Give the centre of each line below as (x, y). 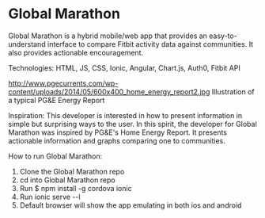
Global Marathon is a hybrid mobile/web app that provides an (108, 36)
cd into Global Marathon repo (68, 180)
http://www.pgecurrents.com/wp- (63, 83)
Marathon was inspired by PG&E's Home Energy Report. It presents (118, 132)
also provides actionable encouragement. (76, 52)
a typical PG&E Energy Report (57, 100)
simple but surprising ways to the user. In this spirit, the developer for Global (132, 124)
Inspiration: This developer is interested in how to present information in (125, 115)
